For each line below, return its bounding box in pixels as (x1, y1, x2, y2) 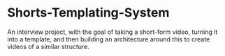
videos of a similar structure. (7, 42, 89, 50)
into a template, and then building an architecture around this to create (7, 35, 210, 43)
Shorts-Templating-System (7, 5, 170, 21)
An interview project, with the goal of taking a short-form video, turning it (7, 28, 218, 36)
